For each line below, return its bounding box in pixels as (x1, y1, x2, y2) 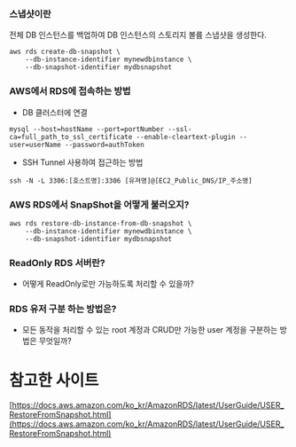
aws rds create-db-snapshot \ (9, 47, 121, 57)
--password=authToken (65, 140, 144, 149)
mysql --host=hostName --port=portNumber (9, 124, 165, 134)
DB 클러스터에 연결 (21, 106, 89, 117)
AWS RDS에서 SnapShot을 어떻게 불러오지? (9, 198, 190, 210)
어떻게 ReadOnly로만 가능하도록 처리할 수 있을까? (21, 278, 195, 289)
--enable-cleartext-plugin (136, 132, 237, 141)
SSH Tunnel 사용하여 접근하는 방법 (21, 157, 144, 168)
